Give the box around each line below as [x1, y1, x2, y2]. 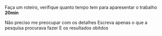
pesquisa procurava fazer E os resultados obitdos [5, 25, 108, 31]
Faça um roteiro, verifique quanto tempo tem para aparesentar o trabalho [5, 5, 157, 10]
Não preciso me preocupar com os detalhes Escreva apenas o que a [5, 20, 148, 25]
